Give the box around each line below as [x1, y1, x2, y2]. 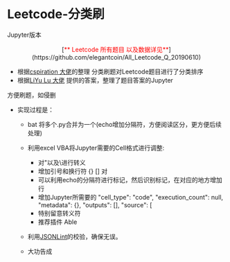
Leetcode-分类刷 [7, 6, 105, 22]
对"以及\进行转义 [37, 158, 86, 166]
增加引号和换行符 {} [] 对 [37, 167, 108, 175]
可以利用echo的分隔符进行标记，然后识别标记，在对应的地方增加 [37, 175, 223, 184]
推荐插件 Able [37, 218, 78, 226]
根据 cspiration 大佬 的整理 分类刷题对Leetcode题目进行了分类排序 [17, 67, 204, 76]
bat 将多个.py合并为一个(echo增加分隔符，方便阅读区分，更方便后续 [27, 120, 222, 128]
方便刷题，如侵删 [7, 91, 56, 99]
